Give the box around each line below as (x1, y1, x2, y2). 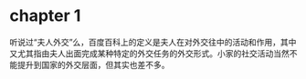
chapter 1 (9, 5, 81, 26)
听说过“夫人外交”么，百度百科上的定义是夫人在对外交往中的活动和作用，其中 (9, 36, 297, 47)
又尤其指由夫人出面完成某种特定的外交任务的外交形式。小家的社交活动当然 (9, 47, 290, 59)
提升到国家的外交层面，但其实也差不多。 (16, 59, 170, 70)
